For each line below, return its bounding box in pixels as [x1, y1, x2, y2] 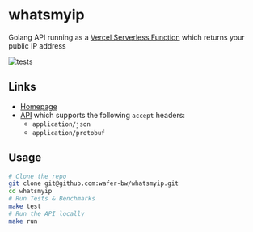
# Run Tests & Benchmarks [8, 195, 95, 203]
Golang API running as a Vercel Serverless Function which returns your [8, 32, 245, 42]
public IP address [8, 40, 66, 50]
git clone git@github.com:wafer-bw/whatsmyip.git [8, 179, 179, 188]
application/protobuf [32, 129, 105, 137]
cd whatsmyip [8, 188, 53, 196]
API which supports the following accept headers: [19, 110, 186, 120]
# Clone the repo [8, 172, 67, 180]
